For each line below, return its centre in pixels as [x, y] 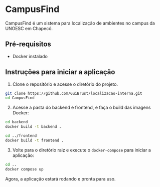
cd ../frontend [21, 136]
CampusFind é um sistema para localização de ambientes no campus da [80, 23]
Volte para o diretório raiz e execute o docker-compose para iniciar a [82, 150]
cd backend [17, 122]
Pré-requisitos [28, 44]
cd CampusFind [20, 98]
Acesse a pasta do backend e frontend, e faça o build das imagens [82, 108]
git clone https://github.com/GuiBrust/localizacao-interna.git [74, 93]
